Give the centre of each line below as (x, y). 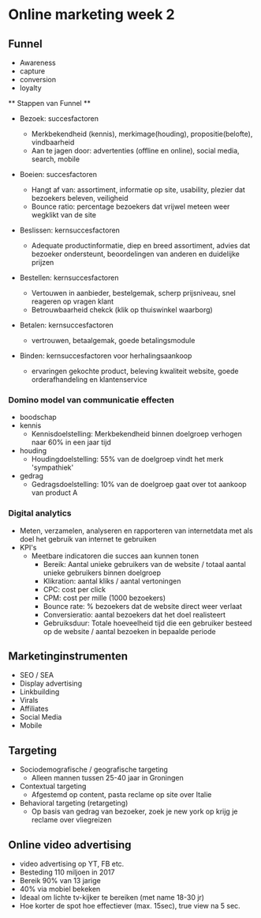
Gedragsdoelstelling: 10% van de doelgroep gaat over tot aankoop (139, 485)
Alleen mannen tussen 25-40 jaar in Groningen (107, 778)
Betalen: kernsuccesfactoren (67, 325)
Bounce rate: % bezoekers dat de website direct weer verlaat (142, 606)
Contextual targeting (53, 786)
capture (32, 71)
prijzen (43, 262)
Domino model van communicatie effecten (91, 399)
